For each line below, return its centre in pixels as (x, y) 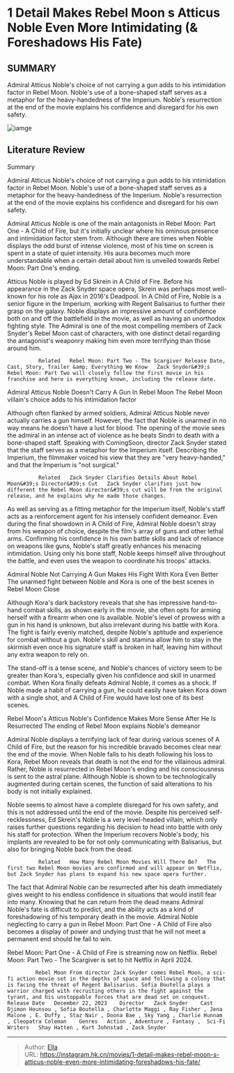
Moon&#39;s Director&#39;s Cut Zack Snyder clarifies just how (104, 484)
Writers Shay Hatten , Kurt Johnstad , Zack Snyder (87, 1027)
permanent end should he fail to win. (60, 938)
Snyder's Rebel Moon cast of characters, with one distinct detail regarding (114, 333)
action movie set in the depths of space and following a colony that (121, 979)
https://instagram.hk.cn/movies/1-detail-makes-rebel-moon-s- (130, 1054)
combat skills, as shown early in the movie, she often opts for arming (122, 610)
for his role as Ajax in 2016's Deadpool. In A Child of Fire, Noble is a (124, 296)
